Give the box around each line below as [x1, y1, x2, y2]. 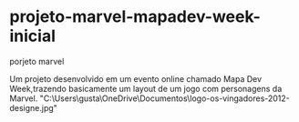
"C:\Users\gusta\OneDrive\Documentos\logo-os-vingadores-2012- [39, 93, 290, 104]
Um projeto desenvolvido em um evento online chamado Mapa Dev [9, 73, 263, 84]
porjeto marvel [9, 56, 65, 66]
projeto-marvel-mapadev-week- [9, 6, 262, 27]
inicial [9, 25, 57, 46]
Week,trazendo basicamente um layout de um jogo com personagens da [9, 83, 283, 94]
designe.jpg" [9, 102, 57, 113]
